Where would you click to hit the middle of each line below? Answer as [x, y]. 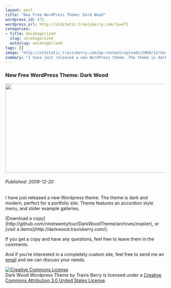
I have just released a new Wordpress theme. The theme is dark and [77, 197]
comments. [17, 244]
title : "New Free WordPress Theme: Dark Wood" [55, 15]
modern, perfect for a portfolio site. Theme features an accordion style [79, 203]
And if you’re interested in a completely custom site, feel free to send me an [85, 254]
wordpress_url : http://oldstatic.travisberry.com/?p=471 [67, 24]
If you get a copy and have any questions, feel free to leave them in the [80, 239]
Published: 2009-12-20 [30, 182]
